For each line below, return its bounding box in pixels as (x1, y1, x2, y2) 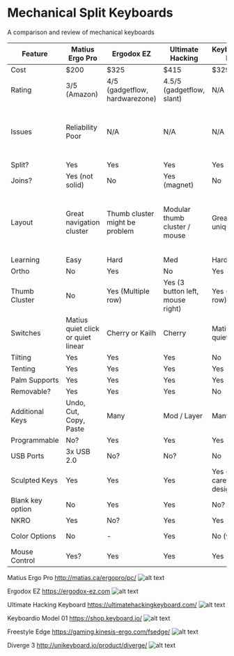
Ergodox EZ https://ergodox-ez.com (7, 587, 111, 595)
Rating (10, 85, 32, 95)
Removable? (10, 386, 51, 396)
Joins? (10, 176, 33, 185)
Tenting (10, 364, 36, 374)
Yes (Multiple (107, 286, 150, 296)
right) (163, 303, 182, 313)
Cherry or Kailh (107, 328, 157, 337)
